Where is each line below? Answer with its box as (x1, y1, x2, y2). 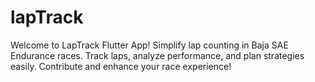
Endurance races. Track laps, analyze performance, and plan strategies (10, 49, 305, 61)
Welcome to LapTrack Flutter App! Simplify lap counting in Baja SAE (10, 39, 289, 51)
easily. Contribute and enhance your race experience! (10, 60, 232, 72)
